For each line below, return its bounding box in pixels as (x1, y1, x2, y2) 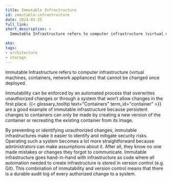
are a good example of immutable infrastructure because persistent (5, 106, 148, 112)
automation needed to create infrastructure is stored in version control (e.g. (5, 159, 164, 166)
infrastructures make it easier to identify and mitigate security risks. (5, 132, 148, 138)
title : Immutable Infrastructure (5, 7, 77, 13)
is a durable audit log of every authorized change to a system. (5, 170, 136, 177)
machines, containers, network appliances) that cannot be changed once (5, 74, 160, 80)
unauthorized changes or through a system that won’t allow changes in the (5, 95, 163, 102)
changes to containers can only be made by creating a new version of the (5, 111, 161, 118)
